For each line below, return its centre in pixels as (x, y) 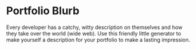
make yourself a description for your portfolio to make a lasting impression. (98, 40)
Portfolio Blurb (43, 11)
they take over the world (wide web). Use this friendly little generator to (94, 33)
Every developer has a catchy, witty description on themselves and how (94, 27)
